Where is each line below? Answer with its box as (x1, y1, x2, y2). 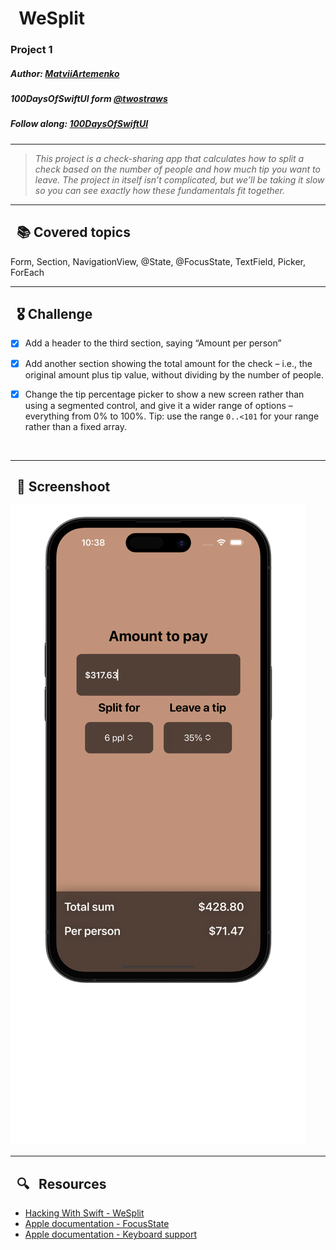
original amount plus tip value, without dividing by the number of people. (24, 368, 325, 381)
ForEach (10, 266, 45, 278)
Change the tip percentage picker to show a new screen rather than (24, 388, 305, 400)
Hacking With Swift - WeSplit (24, 1207, 145, 1219)
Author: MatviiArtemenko (10, 67, 120, 79)
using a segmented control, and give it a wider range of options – (24, 399, 293, 411)
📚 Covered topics (16, 224, 131, 241)
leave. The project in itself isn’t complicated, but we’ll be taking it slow (34, 173, 325, 186)
